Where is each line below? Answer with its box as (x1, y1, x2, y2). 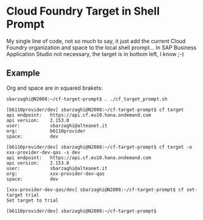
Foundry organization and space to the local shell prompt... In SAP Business (6, 44, 197, 51)
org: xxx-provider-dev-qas (6, 171, 105, 177)
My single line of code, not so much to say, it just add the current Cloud (6, 37, 186, 44)
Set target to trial (6, 197, 59, 204)
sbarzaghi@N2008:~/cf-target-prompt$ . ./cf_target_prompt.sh (6, 96, 168, 102)
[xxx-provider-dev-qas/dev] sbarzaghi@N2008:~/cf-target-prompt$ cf (6, 186, 184, 193)
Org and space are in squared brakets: (6, 84, 103, 91)
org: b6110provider (6, 128, 86, 134)
